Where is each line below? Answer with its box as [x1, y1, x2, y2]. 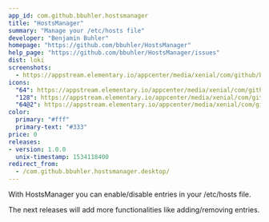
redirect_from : [8, 161, 59, 168]
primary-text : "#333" [15, 123, 88, 131]
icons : [8, 78, 30, 86]
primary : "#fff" [15, 116, 70, 124]
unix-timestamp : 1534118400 [15, 153, 110, 161]
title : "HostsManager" [8, 19, 84, 27]
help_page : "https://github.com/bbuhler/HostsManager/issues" [8, 49, 220, 57]
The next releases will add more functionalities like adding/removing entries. [8, 205, 260, 214]
